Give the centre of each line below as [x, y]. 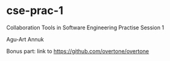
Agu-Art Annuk [25, 39]
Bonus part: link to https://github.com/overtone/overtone [78, 51]
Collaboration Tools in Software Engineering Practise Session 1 [85, 27]
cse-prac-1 [35, 11]
